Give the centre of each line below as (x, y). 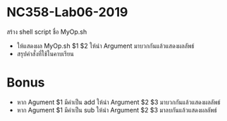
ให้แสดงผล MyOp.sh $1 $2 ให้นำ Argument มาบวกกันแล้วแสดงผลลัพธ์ (105, 46)
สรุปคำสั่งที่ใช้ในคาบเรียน (45, 53)
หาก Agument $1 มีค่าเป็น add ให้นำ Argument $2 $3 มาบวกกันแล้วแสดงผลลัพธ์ (118, 102)
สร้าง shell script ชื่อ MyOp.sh (47, 32)
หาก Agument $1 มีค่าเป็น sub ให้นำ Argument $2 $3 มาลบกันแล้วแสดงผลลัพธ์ (117, 110)
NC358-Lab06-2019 (67, 12)
